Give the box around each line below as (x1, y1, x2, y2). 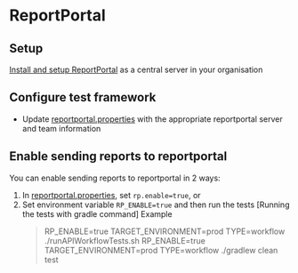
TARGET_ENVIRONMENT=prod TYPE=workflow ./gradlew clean (44, 245, 278, 255)
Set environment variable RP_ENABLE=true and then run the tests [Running (21, 199, 290, 210)
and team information (21, 123, 101, 133)
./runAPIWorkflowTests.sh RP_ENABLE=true (44, 235, 206, 245)
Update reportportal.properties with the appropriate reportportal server (21, 113, 283, 124)
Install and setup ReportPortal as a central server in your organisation (9, 64, 263, 75)
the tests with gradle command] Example (21, 208, 173, 219)
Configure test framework (9, 90, 157, 105)
